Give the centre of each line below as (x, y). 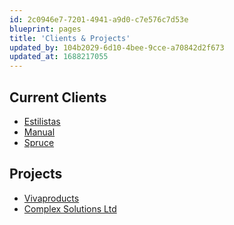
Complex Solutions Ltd (70, 208)
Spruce (39, 142)
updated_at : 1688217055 (59, 57)
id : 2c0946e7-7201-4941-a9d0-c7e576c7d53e (99, 19)
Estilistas (42, 121)
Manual (39, 132)
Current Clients (58, 97)
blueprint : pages (45, 29)
